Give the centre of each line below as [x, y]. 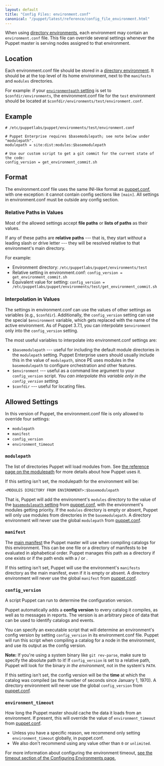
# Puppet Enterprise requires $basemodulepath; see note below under [78, 136]
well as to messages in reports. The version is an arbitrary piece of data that [82, 615]
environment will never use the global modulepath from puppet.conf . [73, 520]
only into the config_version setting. [42, 331]
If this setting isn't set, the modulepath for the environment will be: [72, 481]
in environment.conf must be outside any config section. [62, 199]
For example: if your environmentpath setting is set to [58, 91]
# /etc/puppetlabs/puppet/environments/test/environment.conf [70, 128]
